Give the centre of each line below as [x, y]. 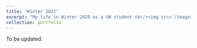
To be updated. [24, 39]
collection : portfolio [34, 22]
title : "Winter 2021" [33, 11]
